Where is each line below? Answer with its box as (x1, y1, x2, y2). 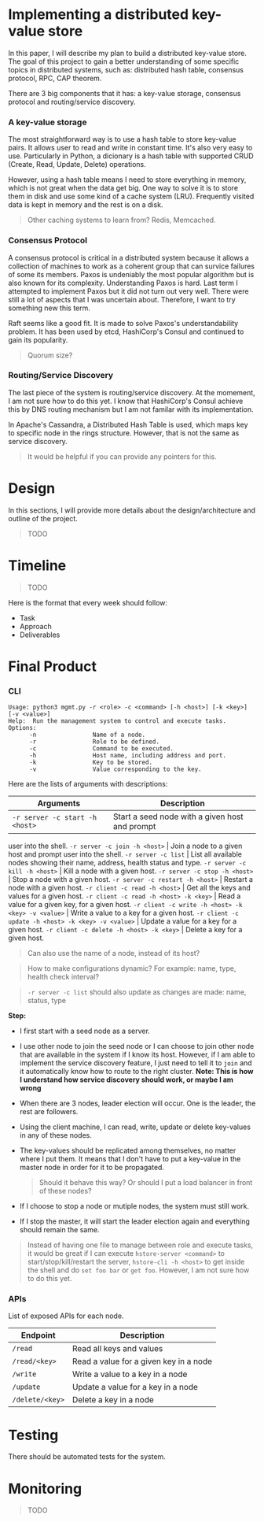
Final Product (8, 657, 97, 675)
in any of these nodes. (19, 1131, 92, 1140)
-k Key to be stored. (28, 758, 153, 767)
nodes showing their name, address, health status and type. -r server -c (8, 858, 247, 868)
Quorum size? (27, 350, 73, 360)
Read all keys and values (71, 1343, 163, 1354)
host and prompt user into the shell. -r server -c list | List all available (8, 850, 242, 859)
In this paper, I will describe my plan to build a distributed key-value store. (8, 48, 247, 57)
